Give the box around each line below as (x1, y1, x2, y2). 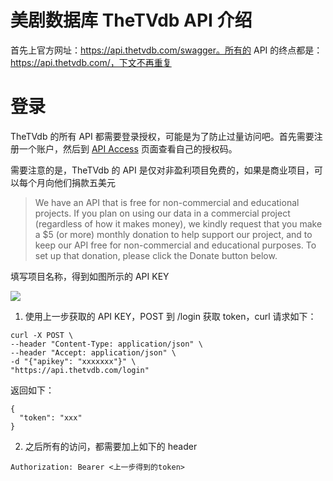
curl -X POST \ (10, 330, 74, 340)
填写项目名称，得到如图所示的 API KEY (10, 270, 170, 282)
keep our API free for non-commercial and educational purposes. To (34, 239, 317, 251)
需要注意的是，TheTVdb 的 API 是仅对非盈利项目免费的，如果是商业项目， (10, 164, 315, 176)
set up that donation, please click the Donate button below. (34, 249, 278, 261)
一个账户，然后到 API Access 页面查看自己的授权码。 (18, 142, 238, 155)
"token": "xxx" (19, 412, 83, 423)
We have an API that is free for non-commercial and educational (34, 196, 300, 208)
